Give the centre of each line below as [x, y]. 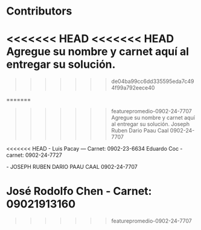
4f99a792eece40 [133, 88]
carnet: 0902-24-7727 [34, 155]
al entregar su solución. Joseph [151, 124]
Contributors [39, 11]
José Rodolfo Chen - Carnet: [79, 191]
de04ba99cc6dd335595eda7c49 [153, 81]
